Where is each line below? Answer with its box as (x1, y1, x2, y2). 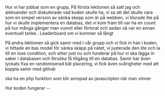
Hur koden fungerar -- (5, 85, 51, 91)
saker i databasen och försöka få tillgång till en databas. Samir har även (5, 56, 151, 61)
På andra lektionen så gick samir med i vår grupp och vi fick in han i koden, (5, 40, 158, 46)
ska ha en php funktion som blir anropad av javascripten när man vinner (5, 76, 152, 81)
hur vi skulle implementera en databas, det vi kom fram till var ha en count (5, 20, 156, 26)
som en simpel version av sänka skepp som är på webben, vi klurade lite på (5, 15, 159, 20)
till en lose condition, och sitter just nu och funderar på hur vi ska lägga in (5, 50, 155, 56)
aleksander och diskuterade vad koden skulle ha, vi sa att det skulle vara (5, 9, 153, 15)
